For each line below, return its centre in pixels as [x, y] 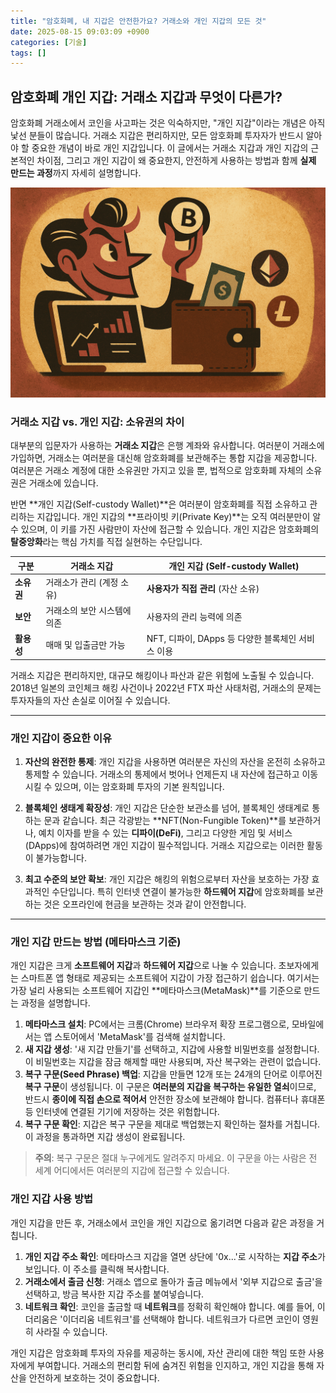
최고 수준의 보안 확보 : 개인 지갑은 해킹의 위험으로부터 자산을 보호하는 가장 [167, 879]
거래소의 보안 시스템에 [88, 611]
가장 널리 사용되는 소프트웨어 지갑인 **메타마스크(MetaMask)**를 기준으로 [156, 991]
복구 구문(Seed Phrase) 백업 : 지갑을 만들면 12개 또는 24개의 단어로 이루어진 [173, 1074]
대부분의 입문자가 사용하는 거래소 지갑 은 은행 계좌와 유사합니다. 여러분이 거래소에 [167, 446]
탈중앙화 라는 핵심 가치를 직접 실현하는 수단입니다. [106, 542]
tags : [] [28, 53]
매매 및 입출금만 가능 [85, 645]
